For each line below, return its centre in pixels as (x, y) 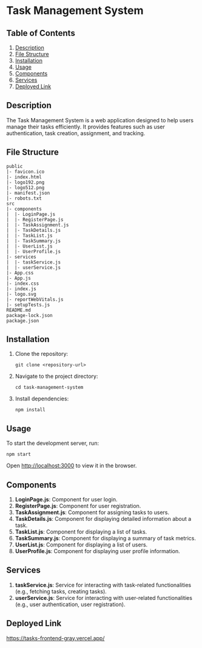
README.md (19, 310)
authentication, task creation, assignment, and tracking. (76, 133)
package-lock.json (29, 315)
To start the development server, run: (52, 443)
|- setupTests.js (28, 305)
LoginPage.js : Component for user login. (66, 500)
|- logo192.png (25, 182)
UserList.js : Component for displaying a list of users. (81, 545)
